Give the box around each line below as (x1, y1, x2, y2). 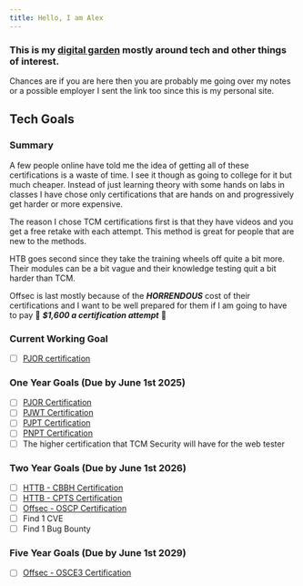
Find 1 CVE (22, 513, 64, 524)
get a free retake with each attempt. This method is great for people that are (9, 225, 295, 237)
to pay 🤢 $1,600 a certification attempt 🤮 (9, 309, 167, 320)
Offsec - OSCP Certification (22, 503, 127, 513)
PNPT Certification (22, 427, 94, 438)
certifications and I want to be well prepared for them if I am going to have (9, 300, 288, 311)
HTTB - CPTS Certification (22, 492, 123, 503)
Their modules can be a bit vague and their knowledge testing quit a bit (9, 262, 277, 273)
